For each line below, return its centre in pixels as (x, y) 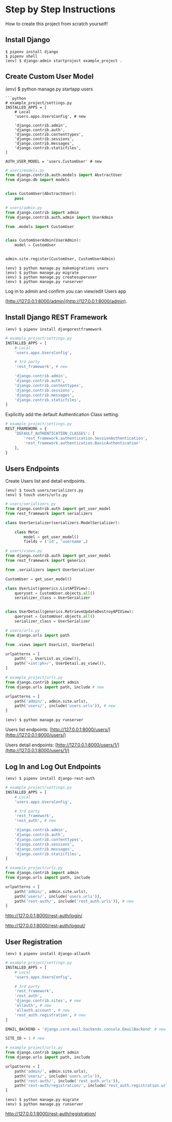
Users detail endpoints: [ (31, 745)
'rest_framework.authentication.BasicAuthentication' (82, 443)
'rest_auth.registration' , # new (50, 1015)
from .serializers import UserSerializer (50, 569)
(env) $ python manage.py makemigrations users (57, 269)
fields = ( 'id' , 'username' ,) (56, 542)
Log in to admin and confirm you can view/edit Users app (66, 291)
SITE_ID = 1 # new (25, 1038)
